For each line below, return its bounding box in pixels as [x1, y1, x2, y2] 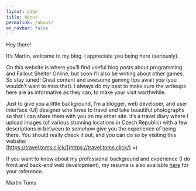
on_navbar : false [6, 25, 49, 31]
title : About [6, 14, 38, 20]
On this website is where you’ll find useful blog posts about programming [6, 64, 183, 71]
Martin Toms [6, 179, 37, 186]
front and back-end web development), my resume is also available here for [6, 162, 189, 169]
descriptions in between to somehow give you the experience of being [6, 125, 176, 132]
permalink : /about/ [6, 19, 54, 25]
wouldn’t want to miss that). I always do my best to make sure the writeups [6, 83, 186, 90]
